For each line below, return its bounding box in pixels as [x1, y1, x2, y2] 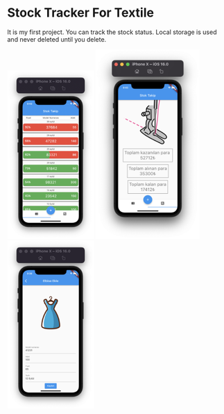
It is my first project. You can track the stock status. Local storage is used [7, 28, 217, 36]
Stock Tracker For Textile [7, 5, 155, 21]
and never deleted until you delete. [7, 35, 107, 43]
